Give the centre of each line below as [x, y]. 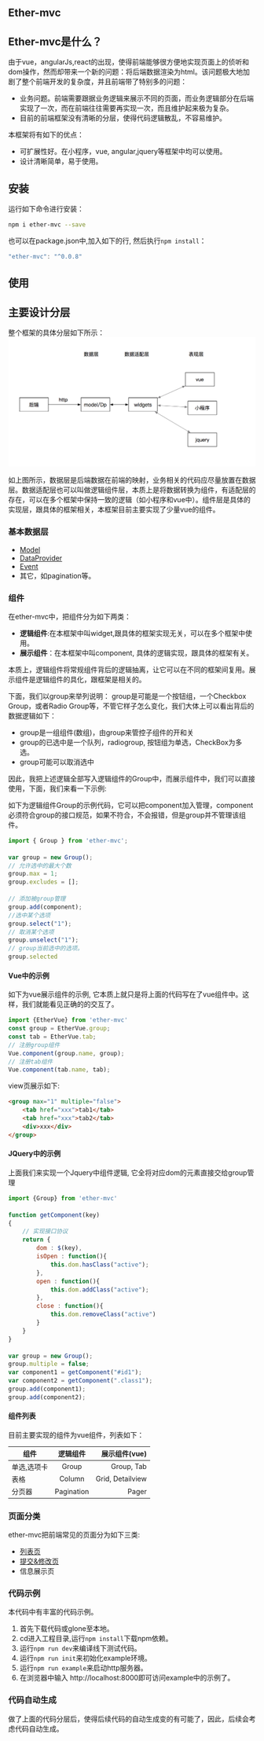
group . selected [33, 957]
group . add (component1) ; [47, 1389]
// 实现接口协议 [45, 1232]
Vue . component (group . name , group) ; [66, 1053]
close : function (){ [70, 1306]
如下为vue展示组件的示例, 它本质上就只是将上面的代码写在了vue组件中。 [125, 994]
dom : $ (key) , [59, 1248]
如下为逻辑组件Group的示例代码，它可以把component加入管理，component [131, 805]
